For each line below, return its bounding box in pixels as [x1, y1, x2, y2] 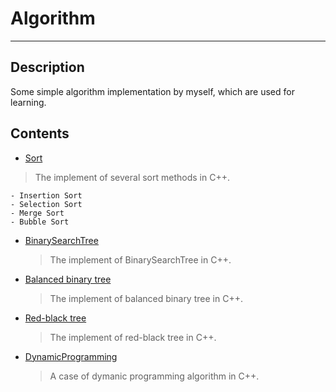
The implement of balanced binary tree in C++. [49, 292, 243, 304]
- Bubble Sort [10, 217, 70, 227]
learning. [10, 96, 47, 108]
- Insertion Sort [10, 190, 83, 201]
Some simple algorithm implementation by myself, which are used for [10, 85, 295, 97]
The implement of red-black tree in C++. [49, 331, 217, 343]
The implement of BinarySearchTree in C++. [49, 253, 232, 266]
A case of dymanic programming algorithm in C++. [49, 370, 260, 382]
